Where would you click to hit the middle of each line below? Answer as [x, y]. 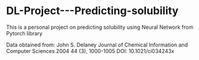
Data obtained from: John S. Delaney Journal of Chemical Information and [97, 45]
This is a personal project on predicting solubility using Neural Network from [100, 27]
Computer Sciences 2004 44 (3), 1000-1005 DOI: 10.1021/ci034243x [90, 51]
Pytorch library [24, 33]
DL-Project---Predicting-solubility [92, 11]
